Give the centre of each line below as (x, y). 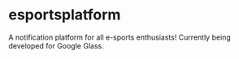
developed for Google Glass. (56, 45)
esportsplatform (65, 15)
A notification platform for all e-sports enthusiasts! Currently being (120, 37)
